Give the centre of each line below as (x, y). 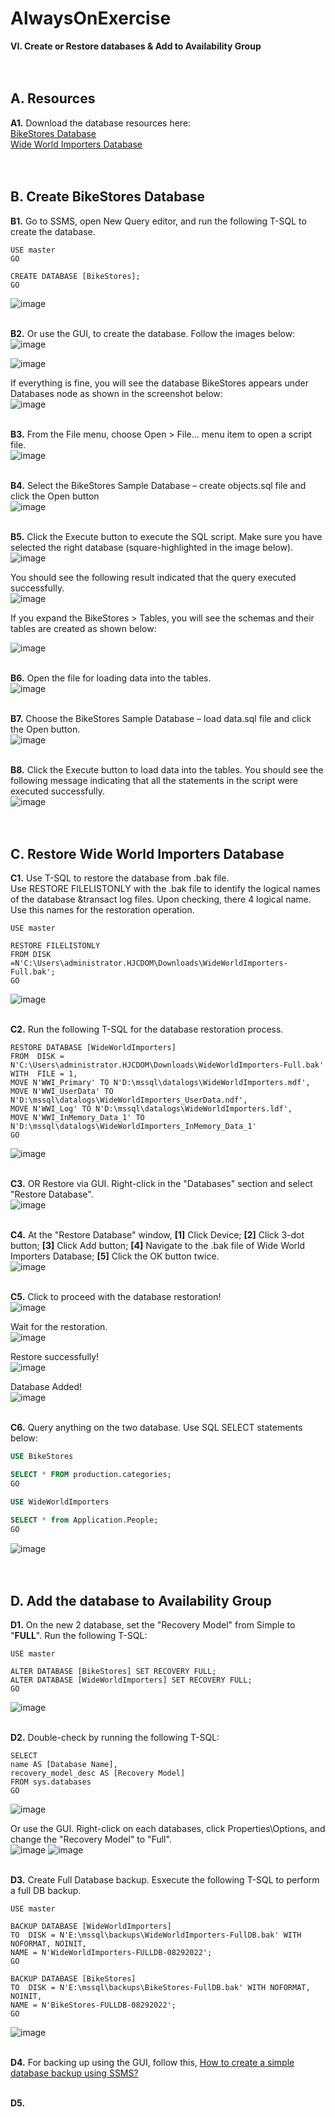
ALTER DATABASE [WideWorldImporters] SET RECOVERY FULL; (131, 1680)
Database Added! (46, 1387)
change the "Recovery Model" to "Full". (91, 1839)
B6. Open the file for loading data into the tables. (111, 678)
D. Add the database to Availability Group (141, 1601)
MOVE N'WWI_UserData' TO (62, 1092)
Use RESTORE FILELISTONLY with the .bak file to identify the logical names (165, 889)
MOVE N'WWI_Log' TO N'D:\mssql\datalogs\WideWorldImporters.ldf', (151, 1109)
